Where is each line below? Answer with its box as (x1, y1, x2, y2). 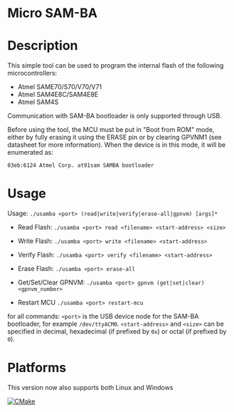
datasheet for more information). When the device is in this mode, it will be (7, 140, 226, 149)
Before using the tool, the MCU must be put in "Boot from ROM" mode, (7, 125, 215, 134)
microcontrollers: (7, 69, 58, 78)
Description (7, 38, 78, 54)
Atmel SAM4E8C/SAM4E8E (17, 91, 99, 99)
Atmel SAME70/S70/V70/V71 (17, 83, 102, 91)
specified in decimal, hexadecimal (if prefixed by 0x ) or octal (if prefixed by (7, 327, 227, 336)
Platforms (7, 360, 66, 376)
